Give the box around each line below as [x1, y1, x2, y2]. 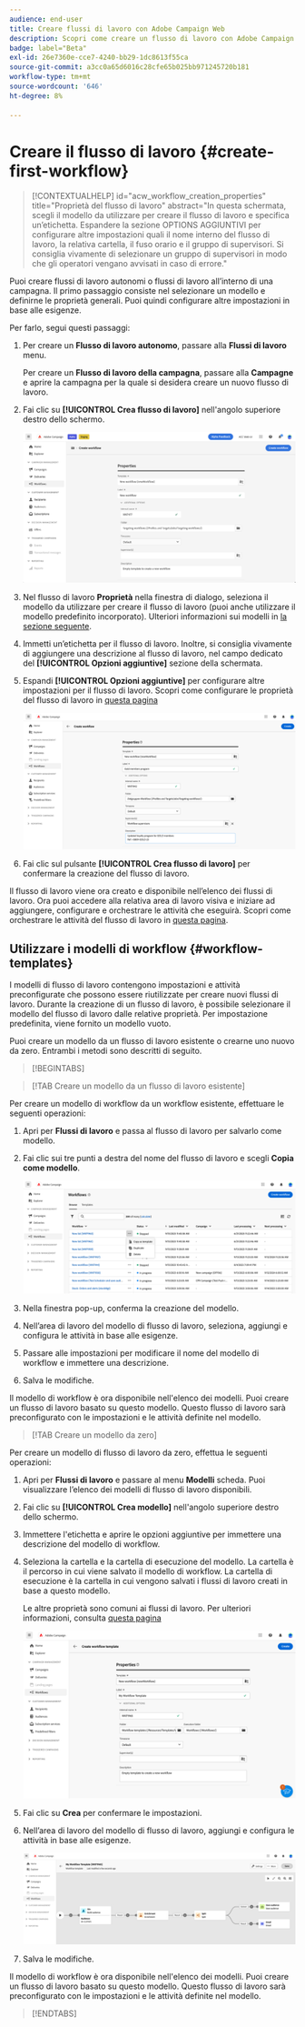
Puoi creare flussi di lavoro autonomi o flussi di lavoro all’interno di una [9, 276, 274, 286]
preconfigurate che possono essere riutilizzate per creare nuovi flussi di [9, 989, 279, 1000]
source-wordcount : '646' [9, 82, 103, 91]
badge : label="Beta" [9, 44, 88, 53]
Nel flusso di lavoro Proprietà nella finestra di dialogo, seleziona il [22, 592, 269, 603]
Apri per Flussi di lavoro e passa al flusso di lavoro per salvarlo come [22, 1126, 282, 1137]
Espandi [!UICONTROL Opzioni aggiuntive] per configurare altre [22, 676, 265, 687]
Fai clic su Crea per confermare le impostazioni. [22, 1807, 202, 1818]
